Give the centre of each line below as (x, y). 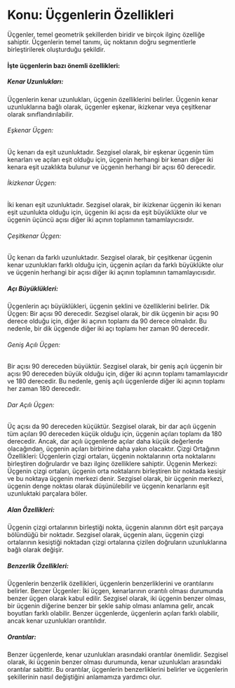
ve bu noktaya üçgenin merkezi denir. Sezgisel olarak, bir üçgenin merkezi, (115, 479)
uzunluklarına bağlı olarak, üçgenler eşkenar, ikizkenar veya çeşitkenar (109, 107)
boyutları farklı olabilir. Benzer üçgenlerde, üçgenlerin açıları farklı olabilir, (113, 614)
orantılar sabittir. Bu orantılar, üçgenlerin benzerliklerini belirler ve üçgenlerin (117, 670)
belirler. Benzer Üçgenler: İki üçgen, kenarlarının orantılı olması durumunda (115, 591)
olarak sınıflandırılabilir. (40, 114)
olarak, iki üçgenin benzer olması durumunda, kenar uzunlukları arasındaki (115, 662)
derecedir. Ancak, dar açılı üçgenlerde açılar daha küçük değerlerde (105, 442)
